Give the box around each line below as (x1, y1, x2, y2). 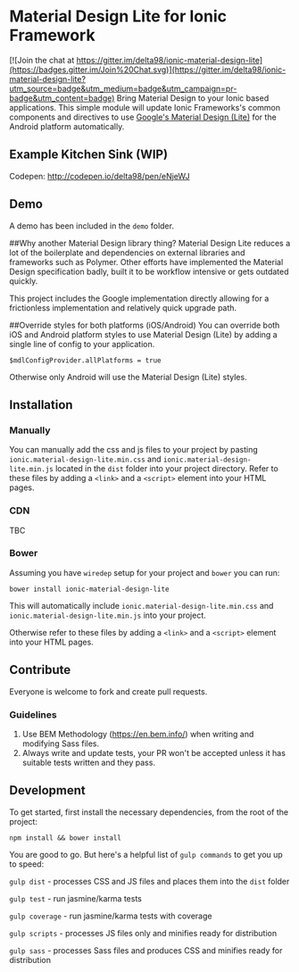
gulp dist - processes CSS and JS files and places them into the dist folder (9, 876, 290, 886)
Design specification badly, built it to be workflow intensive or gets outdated (9, 266, 289, 277)
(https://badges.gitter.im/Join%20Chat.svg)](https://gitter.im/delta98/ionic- (9, 64, 287, 75)
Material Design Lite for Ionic (9, 6, 228, 27)
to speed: (9, 859, 45, 869)
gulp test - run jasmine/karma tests (9, 893, 143, 903)
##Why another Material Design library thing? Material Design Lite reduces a (9, 237, 291, 248)
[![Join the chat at (9, 54, 75, 65)
